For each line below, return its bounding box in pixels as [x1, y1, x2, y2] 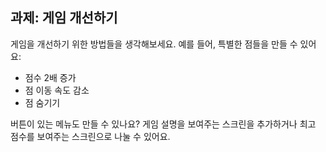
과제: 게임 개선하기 [10, 9, 118, 27]
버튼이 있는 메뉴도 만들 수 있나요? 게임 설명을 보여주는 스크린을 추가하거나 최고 [10, 118, 317, 130]
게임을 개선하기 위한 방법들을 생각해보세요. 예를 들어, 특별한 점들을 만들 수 [10, 38, 298, 50]
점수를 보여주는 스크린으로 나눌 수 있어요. [10, 130, 171, 142]
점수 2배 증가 [24, 71, 77, 83]
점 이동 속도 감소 [24, 84, 90, 96]
